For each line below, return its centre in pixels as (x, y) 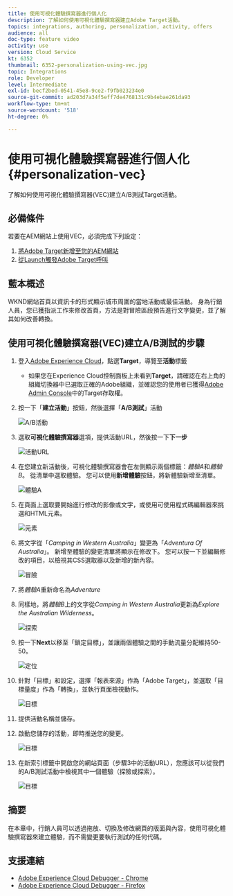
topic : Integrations (38, 71)
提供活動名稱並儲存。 (48, 719)
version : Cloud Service (42, 53)
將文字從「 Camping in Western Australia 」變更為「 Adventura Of (110, 543)
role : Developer (31, 78)
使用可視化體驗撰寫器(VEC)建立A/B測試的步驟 (106, 343)
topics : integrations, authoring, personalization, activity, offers (110, 26)
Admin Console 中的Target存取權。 (77, 393)
